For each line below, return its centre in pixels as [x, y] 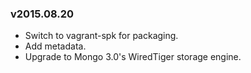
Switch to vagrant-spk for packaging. [101, 36]
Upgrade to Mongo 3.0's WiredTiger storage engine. [133, 57]
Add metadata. [55, 46]
